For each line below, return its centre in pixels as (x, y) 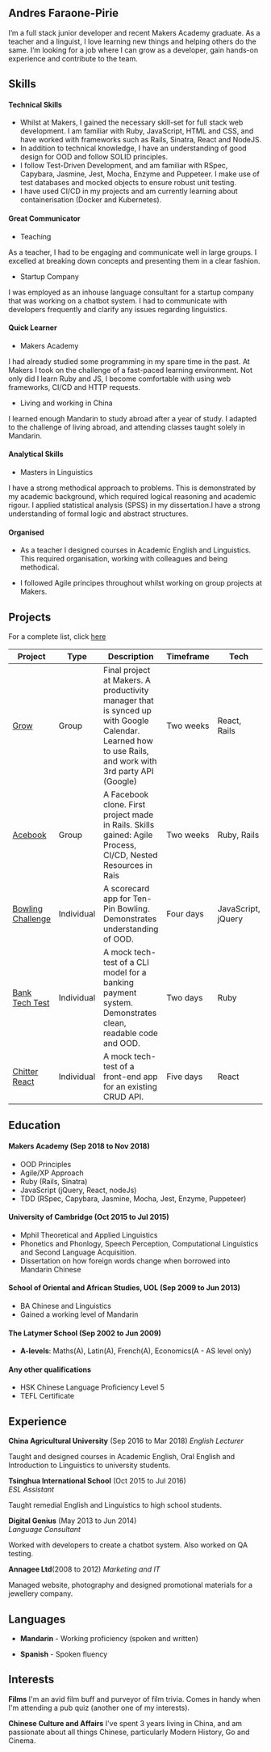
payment (120, 992)
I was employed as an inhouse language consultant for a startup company (131, 292)
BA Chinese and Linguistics (65, 1306)
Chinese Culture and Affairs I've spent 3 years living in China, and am (125, 1723)
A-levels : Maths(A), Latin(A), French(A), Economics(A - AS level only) (135, 1351)
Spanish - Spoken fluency (64, 1654)
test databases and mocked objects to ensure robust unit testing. (128, 183)
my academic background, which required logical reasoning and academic (132, 497)
